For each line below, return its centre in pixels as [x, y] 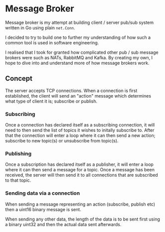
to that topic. [18, 180]
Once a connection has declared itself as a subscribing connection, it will [80, 125]
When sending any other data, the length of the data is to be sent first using [82, 219]
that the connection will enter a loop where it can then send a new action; [80, 135]
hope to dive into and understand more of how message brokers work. [77, 63]
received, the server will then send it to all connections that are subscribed [82, 175]
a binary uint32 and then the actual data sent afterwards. [63, 224]
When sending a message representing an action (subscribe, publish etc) [80, 204]
